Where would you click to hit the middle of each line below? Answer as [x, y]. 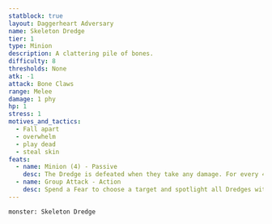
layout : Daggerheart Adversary [61, 24]
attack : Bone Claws [41, 84]
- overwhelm [36, 136]
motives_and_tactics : [45, 122]
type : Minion [30, 46]
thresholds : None [38, 69]
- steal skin [38, 152]
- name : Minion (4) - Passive [66, 167]
